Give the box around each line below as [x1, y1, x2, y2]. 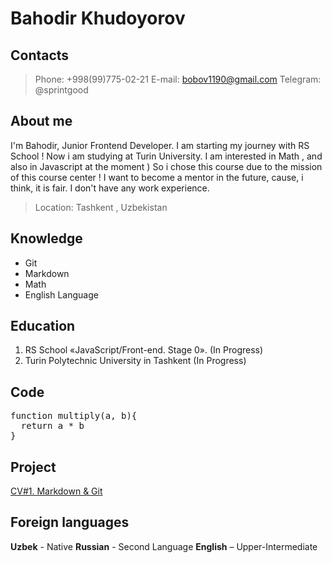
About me [10, 113, 73, 130]
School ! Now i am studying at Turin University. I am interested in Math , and [10, 150, 323, 162]
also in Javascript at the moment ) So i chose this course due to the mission [10, 160, 323, 172]
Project [10, 458, 57, 476]
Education [10, 318, 76, 335]
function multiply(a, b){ [10, 410, 138, 422]
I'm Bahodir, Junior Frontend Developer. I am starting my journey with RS [10, 139, 310, 151]
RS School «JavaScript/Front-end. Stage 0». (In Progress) [24, 344, 264, 356]
